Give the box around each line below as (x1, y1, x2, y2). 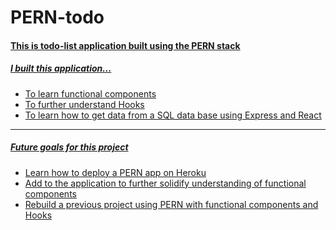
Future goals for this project (10, 141, 129, 153)
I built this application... (10, 62, 112, 75)
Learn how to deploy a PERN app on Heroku (24, 166, 207, 178)
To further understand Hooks (24, 98, 145, 110)
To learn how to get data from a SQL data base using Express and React (24, 109, 322, 121)
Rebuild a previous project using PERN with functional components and (24, 198, 319, 210)
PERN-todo (10, 6, 105, 29)
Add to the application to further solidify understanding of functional (24, 177, 307, 189)
